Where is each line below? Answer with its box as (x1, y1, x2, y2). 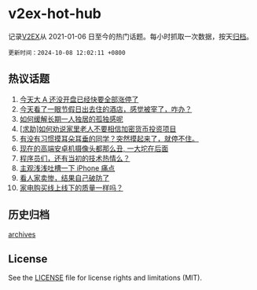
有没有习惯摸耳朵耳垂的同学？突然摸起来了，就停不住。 (19, 134, 199, 143)
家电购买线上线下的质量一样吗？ (19, 182, 123, 193)
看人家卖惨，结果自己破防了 (19, 173, 110, 182)
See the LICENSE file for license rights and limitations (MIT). (8, 273, 203, 283)
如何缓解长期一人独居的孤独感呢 (19, 114, 123, 123)
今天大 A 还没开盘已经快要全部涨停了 (19, 94, 139, 104)
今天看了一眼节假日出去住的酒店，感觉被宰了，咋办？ (19, 104, 193, 114)
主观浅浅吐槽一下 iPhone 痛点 (19, 163, 116, 173)
